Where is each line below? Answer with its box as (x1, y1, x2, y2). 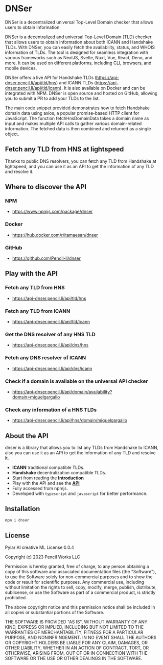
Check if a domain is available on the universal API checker (5, 378, 148, 385)
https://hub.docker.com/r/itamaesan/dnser (12, 232, 98, 238)
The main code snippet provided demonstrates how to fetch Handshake (5, 105, 150, 111)
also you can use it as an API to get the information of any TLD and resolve (5, 450, 156, 456)
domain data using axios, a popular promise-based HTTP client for (5, 110, 140, 116)
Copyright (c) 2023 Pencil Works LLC (5, 554, 80, 560)
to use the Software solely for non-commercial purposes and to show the (5, 574, 153, 580)
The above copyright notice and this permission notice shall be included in (5, 604, 155, 610)
